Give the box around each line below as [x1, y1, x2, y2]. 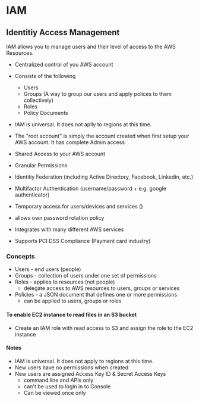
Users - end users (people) [14, 266, 81, 273]
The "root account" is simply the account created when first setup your [14, 132, 189, 139]
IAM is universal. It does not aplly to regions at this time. [14, 121, 152, 128]
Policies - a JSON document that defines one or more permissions [14, 291, 178, 298]
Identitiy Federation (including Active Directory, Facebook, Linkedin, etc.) [14, 173, 194, 180]
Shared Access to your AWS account [14, 150, 106, 157]
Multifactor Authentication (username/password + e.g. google [14, 185, 166, 192]
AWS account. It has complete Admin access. [14, 139, 127, 146]
